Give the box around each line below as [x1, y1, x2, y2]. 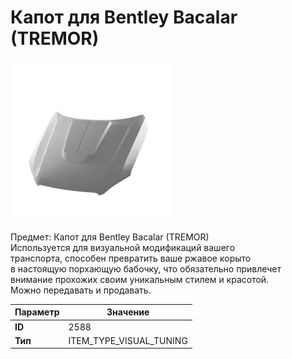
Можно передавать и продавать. [10, 284, 152, 296]
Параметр [14, 306, 60, 318]
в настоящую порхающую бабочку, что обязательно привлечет [10, 262, 282, 275]
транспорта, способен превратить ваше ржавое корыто [10, 252, 252, 264]
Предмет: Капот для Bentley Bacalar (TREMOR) [10, 231, 210, 243]
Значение [106, 306, 150, 318]
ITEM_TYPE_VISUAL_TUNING [68, 334, 188, 346]
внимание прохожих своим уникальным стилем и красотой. [10, 273, 270, 285]
